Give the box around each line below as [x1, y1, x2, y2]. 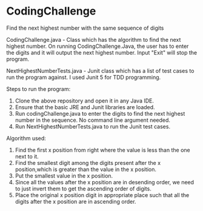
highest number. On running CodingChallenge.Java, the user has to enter [6, 42, 189, 50]
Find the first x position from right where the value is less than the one [15, 146, 190, 153]
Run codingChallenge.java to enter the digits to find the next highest [15, 110, 185, 117]
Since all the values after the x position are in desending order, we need [15, 178, 195, 186]
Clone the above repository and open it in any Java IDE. [15, 97, 155, 104]
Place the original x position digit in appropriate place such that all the [15, 191, 190, 198]
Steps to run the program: [6, 85, 71, 92]
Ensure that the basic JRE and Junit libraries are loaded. [15, 103, 156, 110]
